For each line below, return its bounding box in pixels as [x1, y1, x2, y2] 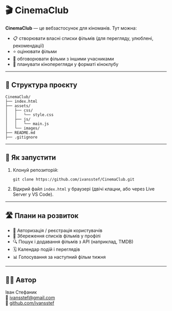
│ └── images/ [5, 125, 40, 131]
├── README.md [5, 130, 36, 135]
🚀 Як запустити [5, 153, 56, 162]
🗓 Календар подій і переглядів [12, 247, 80, 253]
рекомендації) [12, 42, 45, 49]
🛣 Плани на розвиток [5, 211, 79, 220]
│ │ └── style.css [5, 112, 54, 117]
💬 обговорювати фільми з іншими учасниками [12, 55, 114, 62]
